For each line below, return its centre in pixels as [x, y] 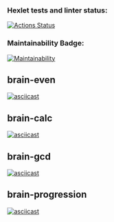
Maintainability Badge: [46, 43]
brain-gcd [29, 156]
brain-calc [30, 118]
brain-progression [47, 195]
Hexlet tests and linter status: [57, 10]
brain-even [32, 80]
